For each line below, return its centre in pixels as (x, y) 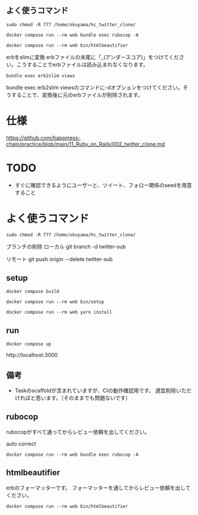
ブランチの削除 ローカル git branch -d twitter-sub (66, 246)
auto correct (21, 443)
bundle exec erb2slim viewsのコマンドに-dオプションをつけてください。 (95, 87)
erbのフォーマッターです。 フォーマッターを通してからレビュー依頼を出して (98, 488)
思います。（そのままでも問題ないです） (83, 398)
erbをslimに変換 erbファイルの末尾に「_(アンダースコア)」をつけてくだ (92, 57)
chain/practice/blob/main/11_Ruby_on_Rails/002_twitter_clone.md (86, 144)
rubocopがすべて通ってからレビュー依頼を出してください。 (78, 432)
